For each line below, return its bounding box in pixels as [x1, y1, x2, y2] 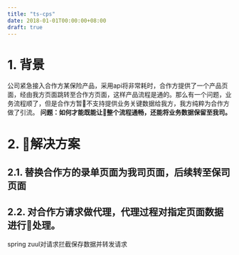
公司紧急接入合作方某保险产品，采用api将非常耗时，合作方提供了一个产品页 [7, 81, 228, 90]
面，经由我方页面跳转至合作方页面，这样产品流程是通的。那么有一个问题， [7, 90, 225, 99]
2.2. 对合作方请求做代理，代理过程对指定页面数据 [7, 206, 224, 218]
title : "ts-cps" [7, 10, 55, 18]
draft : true [7, 24, 43, 31]
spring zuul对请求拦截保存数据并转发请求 [7, 239, 128, 248]
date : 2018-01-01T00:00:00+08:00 [7, 17, 107, 24]
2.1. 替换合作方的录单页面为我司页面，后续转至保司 [7, 166, 230, 178]
